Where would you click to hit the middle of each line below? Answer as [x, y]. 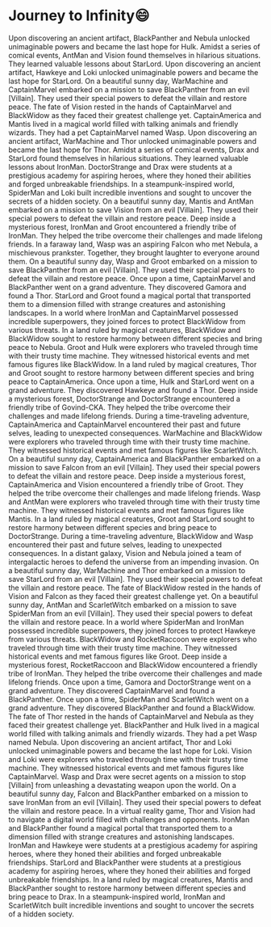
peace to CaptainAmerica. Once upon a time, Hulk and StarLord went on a [131, 381]
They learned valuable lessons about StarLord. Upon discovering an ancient [135, 64]
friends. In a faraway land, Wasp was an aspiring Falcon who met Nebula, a [133, 244]
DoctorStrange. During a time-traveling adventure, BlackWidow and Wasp [131, 536]
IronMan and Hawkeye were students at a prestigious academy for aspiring [133, 845]
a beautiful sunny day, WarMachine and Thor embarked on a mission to [127, 570]
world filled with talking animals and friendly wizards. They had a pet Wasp [133, 733]
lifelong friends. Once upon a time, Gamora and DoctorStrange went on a [130, 682]
